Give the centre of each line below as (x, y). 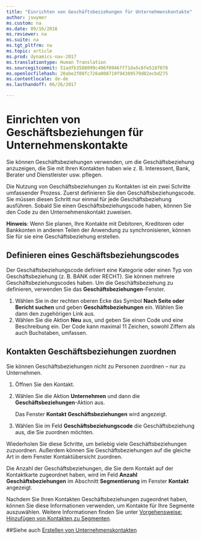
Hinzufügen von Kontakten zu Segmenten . (59, 518)
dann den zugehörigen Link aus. (55, 313)
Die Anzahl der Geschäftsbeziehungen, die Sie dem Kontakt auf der (90, 468)
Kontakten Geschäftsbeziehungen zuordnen (91, 352)
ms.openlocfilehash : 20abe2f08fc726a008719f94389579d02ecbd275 (87, 73)
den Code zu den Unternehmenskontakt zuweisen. (69, 212)
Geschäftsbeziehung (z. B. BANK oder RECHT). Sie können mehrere (91, 276)
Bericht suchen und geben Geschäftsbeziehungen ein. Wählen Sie (99, 307)
